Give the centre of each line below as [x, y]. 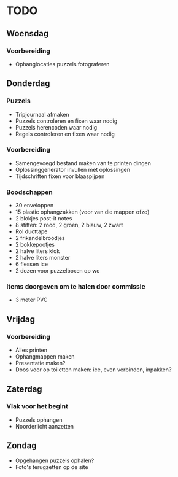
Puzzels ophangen [39, 420]
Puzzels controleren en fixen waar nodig [66, 121]
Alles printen [31, 350]
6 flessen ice [31, 264]
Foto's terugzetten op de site [52, 467]
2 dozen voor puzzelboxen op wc [57, 271]
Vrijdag [21, 319]
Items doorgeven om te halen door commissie [76, 287]
